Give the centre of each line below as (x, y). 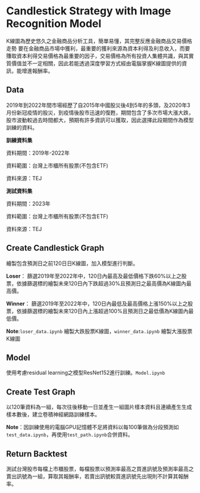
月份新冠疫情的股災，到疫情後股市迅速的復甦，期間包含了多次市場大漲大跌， (100, 112)
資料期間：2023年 (28, 204)
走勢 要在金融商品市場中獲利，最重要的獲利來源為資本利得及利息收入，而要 (98, 48)
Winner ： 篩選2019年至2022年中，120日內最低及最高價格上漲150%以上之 (97, 303)
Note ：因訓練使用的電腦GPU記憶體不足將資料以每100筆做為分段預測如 (93, 427)
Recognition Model (54, 24)
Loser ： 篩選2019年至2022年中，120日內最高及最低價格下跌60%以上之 (94, 276)
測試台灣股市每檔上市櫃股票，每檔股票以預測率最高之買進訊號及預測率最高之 (100, 469)
